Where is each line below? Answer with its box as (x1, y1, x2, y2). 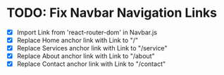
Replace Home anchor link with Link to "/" (16, 36, 139, 44)
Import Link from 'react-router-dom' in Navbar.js (16, 28, 158, 36)
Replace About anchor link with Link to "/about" (16, 52, 156, 60)
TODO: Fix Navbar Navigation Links (6, 5, 218, 21)
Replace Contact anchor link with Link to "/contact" (16, 60, 166, 68)
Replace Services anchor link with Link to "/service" (16, 44, 168, 53)
